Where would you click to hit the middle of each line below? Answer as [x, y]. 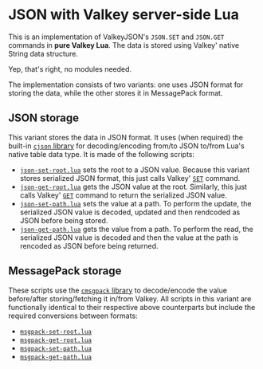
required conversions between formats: [73, 316]
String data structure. [43, 53]
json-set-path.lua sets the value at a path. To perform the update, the [135, 203]
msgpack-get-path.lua [55, 357]
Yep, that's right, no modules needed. [70, 69]
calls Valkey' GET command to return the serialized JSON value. [123, 195]
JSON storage [44, 118]
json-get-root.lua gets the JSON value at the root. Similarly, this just [133, 186]
